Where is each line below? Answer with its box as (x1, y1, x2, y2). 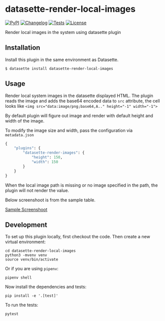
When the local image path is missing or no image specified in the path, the (5, 182, 158, 188)
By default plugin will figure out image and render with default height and (5, 112, 154, 119)
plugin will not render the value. (5, 187, 69, 193)
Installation (5, 43, 40, 52)
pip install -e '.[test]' (5, 293, 58, 298)
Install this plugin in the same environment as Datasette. (5, 57, 119, 63)
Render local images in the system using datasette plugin (5, 29, 121, 35)
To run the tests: (5, 302, 38, 308)
